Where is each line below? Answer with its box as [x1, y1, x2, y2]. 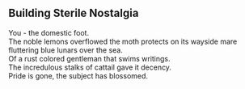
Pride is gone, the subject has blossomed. [8, 70, 148, 80]
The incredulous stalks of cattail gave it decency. [8, 62, 172, 72]
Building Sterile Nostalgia [8, 6, 139, 20]
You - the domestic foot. [8, 28, 90, 37]
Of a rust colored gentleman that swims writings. [8, 53, 171, 63]
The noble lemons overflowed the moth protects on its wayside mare [8, 36, 238, 46]
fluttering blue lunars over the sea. [8, 44, 123, 55]
